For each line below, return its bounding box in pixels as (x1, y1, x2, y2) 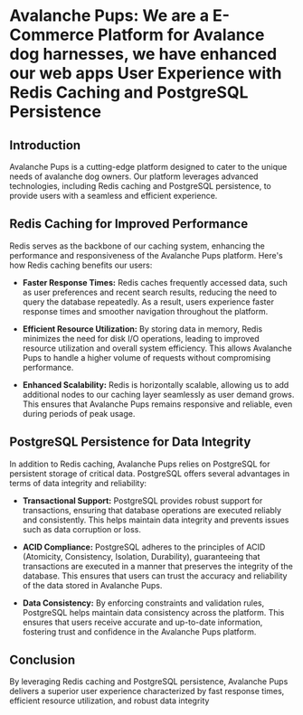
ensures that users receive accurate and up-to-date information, (22, 616, 263, 627)
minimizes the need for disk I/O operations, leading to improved (22, 333, 260, 343)
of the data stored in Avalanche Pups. (22, 579, 163, 590)
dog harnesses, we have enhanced (9, 44, 278, 64)
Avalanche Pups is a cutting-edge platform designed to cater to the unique (9, 162, 288, 172)
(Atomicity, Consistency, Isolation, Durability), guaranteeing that (22, 550, 260, 561)
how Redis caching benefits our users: (9, 259, 153, 270)
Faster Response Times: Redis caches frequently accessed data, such (22, 277, 288, 287)
